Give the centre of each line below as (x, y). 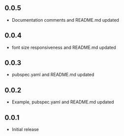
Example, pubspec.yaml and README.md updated (63, 102)
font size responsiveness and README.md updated (64, 47)
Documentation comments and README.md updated (65, 20)
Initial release (25, 130)
